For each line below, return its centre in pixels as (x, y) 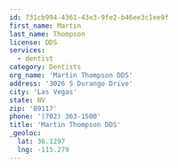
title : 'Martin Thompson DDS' (65, 125)
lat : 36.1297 (41, 141)
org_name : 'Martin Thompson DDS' (71, 76)
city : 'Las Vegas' (43, 92)
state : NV (28, 100)
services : (28, 51)
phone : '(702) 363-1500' (55, 116)
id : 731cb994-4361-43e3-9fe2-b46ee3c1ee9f (89, 17)
